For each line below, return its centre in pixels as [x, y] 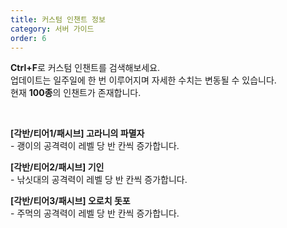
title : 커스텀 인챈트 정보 [58, 19]
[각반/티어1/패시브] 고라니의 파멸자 [77, 133]
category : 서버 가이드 [52, 29]
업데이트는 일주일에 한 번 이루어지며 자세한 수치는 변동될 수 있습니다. [143, 80]
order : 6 [28, 38]
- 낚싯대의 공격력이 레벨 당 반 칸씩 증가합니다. [99, 180]
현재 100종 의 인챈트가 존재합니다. [76, 93]
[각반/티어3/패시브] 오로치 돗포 [70, 201]
